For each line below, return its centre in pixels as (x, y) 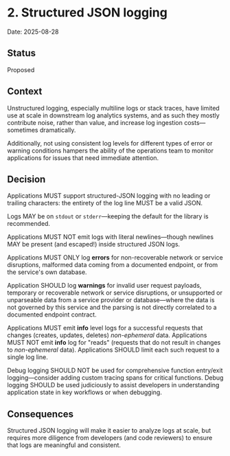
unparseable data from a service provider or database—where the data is (111, 300)
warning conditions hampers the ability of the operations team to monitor (111, 150)
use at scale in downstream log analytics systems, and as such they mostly (113, 115)
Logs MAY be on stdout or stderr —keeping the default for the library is (108, 216)
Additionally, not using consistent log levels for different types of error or (110, 143)
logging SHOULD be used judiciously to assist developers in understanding (113, 385)
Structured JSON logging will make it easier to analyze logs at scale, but (109, 431)
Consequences (41, 414)
